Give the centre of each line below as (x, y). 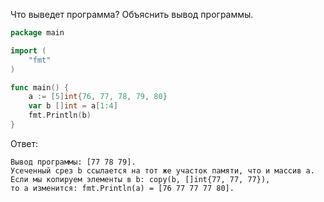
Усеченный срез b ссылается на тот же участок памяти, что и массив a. (162, 170)
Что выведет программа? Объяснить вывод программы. (132, 14)
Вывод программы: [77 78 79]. (73, 162)
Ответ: (24, 143)
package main (37, 33)
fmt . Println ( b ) (60, 115)
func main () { (40, 87)
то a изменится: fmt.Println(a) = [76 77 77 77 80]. (122, 188)
